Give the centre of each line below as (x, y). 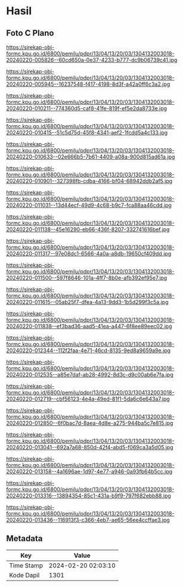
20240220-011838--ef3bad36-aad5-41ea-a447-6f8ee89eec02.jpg (89, 326)
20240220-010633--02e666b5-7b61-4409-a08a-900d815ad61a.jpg (91, 157)
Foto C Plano (30, 33)
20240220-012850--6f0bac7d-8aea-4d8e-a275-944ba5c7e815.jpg (90, 423)
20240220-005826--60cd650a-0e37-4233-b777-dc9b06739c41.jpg (92, 60)
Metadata (24, 538)
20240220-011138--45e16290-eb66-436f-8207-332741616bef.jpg (88, 229)
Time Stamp (26, 566)
